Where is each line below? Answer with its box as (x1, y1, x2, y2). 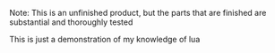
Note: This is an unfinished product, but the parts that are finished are (9, 8, 267, 18)
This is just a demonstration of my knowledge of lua (9, 34, 201, 44)
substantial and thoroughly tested (9, 17, 133, 27)
